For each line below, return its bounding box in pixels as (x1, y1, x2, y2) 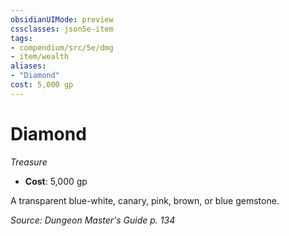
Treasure (10, 156, 48, 168)
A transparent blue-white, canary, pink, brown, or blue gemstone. (10, 194, 280, 206)
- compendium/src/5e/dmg (10, 42, 114, 53)
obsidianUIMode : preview (10, 14, 114, 25)
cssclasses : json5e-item (10, 24, 114, 34)
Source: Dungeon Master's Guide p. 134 (10, 214, 176, 226)
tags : (10, 33, 33, 43)
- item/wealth (10, 52, 70, 62)
